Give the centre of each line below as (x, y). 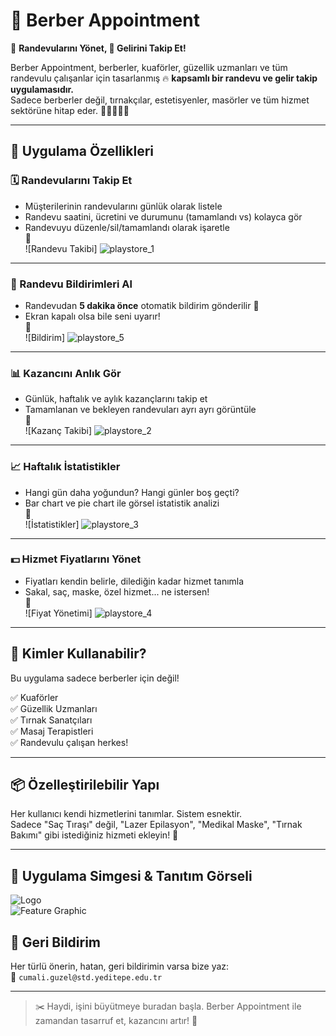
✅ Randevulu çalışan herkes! (69, 742)
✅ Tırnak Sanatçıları (51, 720)
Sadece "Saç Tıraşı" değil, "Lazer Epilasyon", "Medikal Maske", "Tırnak (156, 825)
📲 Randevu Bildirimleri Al (71, 284)
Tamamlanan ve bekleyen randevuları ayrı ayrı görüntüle (140, 410)
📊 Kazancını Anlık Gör (66, 373)
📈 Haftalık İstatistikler (65, 467)
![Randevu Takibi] (61, 248)
